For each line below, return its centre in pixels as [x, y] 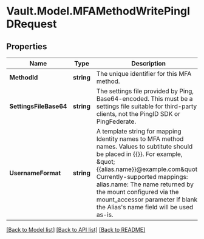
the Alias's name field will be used [145, 207]
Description [148, 63]
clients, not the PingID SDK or [138, 114]
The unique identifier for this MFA [144, 74]
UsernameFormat [35, 173]
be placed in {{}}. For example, [139, 154]
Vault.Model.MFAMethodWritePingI [98, 11]
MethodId [24, 77]
